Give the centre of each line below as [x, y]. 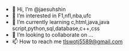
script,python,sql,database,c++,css [56, 28]
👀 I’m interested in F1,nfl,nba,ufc [52, 16]
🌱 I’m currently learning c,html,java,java [61, 22]
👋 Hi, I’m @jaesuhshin [39, 9]
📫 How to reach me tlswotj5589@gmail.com [67, 41]
